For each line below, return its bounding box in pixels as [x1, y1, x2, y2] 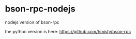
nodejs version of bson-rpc [5, 19, 60, 25]
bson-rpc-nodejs [5, 3, 76, 14]
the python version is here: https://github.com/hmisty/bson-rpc [5, 28, 131, 34]
